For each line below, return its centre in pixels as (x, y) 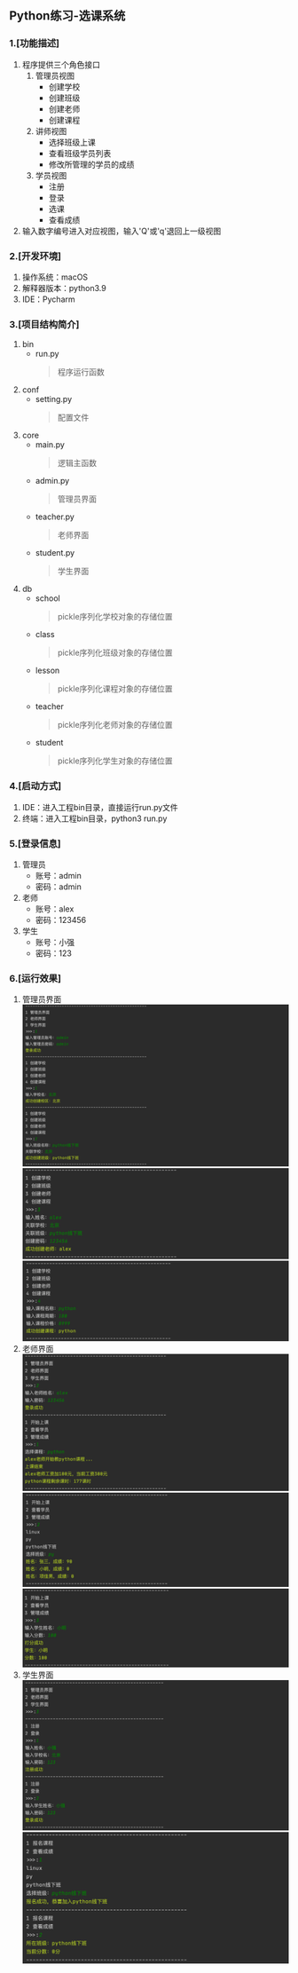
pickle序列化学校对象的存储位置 (115, 617)
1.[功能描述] (35, 43)
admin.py (52, 481)
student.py (55, 553)
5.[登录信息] (35, 843)
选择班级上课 (72, 142)
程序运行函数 (81, 372)
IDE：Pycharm (48, 299)
